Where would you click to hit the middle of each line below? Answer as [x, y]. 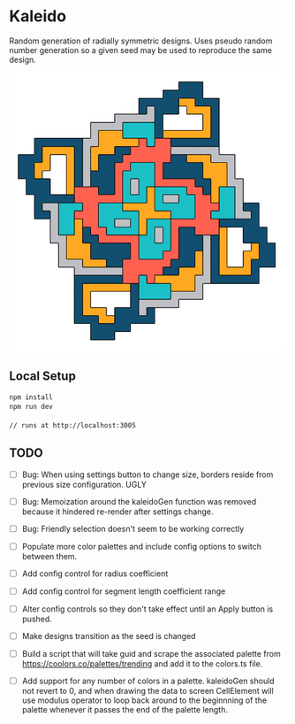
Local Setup [43, 376]
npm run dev [31, 407]
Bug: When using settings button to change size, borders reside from [147, 474]
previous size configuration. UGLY [84, 484]
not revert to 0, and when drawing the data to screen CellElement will [147, 691]
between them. [49, 556]
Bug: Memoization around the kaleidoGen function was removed [139, 501]
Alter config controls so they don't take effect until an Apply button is [147, 609]
